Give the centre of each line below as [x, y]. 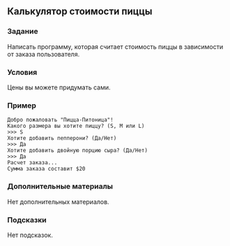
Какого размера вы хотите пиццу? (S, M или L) [76, 126]
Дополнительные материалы [60, 187]
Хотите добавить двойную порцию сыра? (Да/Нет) [78, 151]
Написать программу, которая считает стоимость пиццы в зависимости [115, 46]
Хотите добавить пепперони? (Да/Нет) [62, 138]
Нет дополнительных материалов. [58, 201]
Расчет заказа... [32, 163]
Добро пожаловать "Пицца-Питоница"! [60, 120]
